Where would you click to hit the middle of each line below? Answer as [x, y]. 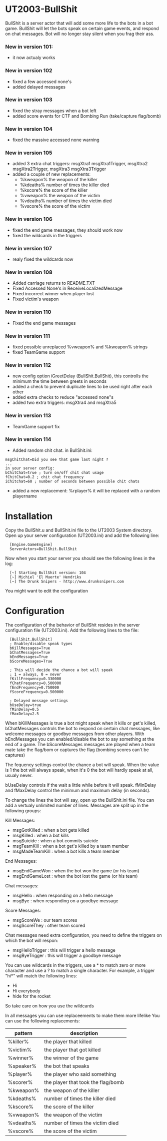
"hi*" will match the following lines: [41, 976]
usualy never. [19, 775]
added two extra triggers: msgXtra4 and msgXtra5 [64, 403]
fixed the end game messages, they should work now [67, 230]
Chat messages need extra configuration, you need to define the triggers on [84, 935]
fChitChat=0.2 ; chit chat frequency [44, 477]
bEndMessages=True [29, 657]
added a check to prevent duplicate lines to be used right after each [82, 387]
